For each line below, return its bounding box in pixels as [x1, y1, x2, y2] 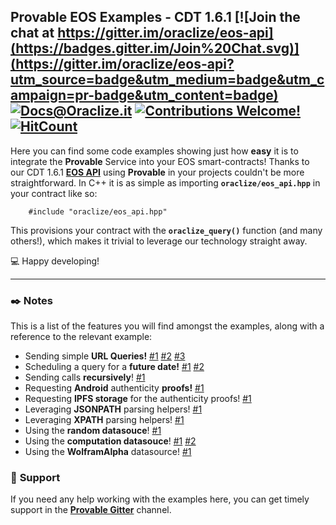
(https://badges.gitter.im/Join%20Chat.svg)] [10, 40, 300, 57]
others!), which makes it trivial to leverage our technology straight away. [10, 235, 308, 247]
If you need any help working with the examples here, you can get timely [10, 493, 310, 505]
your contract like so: [10, 187, 98, 199]
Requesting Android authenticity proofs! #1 [24, 382, 205, 394]
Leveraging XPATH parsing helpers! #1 [24, 414, 185, 426]
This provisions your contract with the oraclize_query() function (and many [10, 224, 323, 236]
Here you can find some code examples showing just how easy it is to [10, 145, 299, 157]
